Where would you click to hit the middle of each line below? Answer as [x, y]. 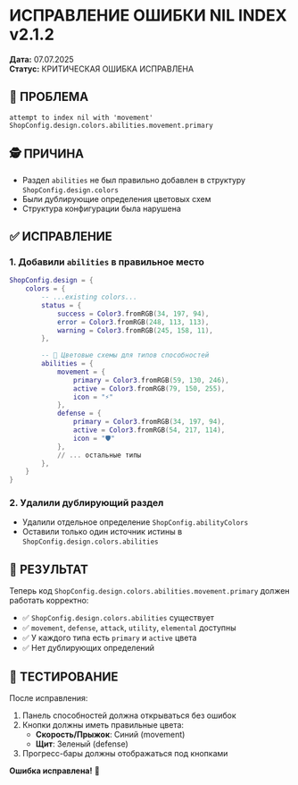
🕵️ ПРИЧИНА [47, 154]
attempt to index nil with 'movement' [81, 117]
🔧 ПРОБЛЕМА [49, 97]
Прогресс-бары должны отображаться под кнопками [125, 754]
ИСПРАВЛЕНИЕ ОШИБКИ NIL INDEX [148, 16]
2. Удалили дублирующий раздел [87, 503]
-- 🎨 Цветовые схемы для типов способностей [125, 355]
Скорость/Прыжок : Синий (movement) [110, 735]
